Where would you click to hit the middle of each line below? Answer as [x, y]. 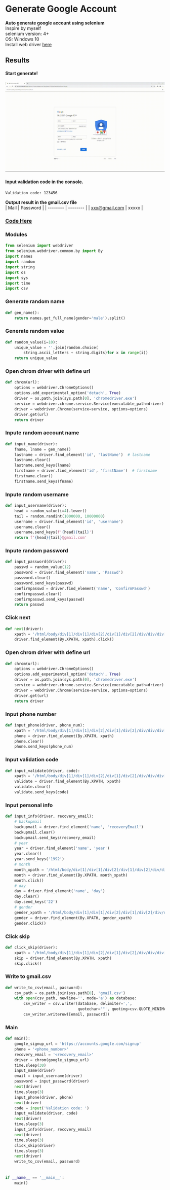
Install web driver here [29, 44]
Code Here [19, 221]
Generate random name [35, 301]
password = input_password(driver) [52, 1081]
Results [17, 61]
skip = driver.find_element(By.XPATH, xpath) [63, 958]
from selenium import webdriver [39, 246]
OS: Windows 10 [22, 39]
